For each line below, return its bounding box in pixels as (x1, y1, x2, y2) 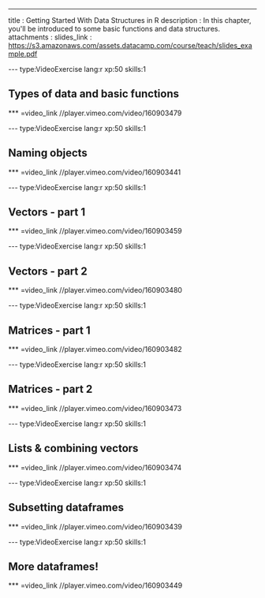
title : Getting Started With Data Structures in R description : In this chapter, (8, 16, 252, 24)
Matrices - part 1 (8, 323, 91, 337)
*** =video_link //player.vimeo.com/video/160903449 (8, 581, 183, 590)
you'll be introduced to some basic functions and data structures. (8, 24, 221, 33)
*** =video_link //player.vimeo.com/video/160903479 (8, 108, 182, 118)
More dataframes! (8, 559, 99, 573)
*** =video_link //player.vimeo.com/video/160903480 (8, 286, 183, 295)
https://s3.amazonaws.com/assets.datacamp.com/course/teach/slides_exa (8, 41, 252, 50)
